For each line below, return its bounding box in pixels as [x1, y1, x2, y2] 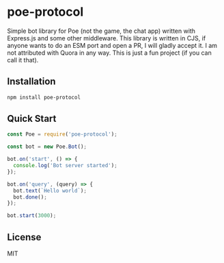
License [7, 231, 42, 243]
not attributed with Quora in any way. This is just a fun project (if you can [7, 49, 212, 57]
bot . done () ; [13, 193, 48, 201]
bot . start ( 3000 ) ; [7, 212, 57, 219]
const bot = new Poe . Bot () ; [7, 143, 87, 151]
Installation [7, 76, 56, 88]
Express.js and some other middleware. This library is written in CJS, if [7, 34, 206, 42]
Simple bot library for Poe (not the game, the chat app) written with [7, 27, 196, 35]
